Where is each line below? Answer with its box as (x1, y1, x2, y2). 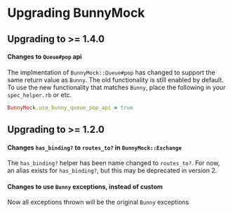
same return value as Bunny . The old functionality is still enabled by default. (7, 75, 225, 84)
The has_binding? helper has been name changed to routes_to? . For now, (7, 159, 220, 167)
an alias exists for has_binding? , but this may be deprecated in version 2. (7, 167, 218, 175)
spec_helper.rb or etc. (7, 90, 72, 99)
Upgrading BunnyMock (7, 5, 145, 21)
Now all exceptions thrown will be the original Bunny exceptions (7, 198, 189, 207)
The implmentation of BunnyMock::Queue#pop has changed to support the (7, 68, 215, 77)
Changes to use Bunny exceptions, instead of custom (7, 182, 164, 191)
